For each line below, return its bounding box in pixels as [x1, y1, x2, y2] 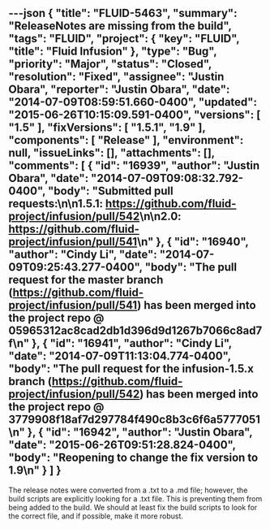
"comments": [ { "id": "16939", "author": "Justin [8, 158, 260, 173]
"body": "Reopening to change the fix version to [8, 451, 259, 465]
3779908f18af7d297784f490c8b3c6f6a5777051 [8, 413, 261, 427]
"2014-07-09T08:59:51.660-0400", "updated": [8, 95, 258, 109]
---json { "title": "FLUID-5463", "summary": [8, 7, 238, 20]
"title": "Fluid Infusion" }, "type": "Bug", [8, 45, 217, 59]
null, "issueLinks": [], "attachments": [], [8, 146, 215, 160]
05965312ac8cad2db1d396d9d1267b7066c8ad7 [8, 324, 263, 338]
